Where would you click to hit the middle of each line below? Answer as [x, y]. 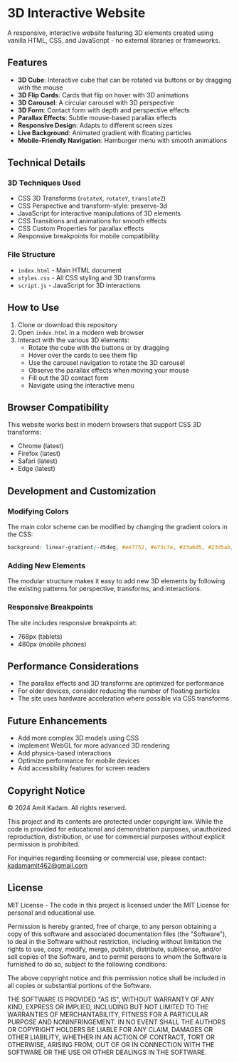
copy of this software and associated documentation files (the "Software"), [117, 934]
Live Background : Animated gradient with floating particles [105, 132]
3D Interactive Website [76, 13]
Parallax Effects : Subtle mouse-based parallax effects [97, 117]
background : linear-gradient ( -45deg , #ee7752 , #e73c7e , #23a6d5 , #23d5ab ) [121, 548]
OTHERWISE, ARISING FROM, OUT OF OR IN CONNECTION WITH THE [111, 1044]
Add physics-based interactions [64, 753]
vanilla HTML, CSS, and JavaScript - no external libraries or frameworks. [114, 40]
